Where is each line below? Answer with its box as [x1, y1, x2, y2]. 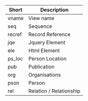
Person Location [28, 55, 67, 62]
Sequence [28, 23, 52, 29]
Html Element [28, 47, 60, 54]
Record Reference [28, 31, 71, 38]
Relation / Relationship [28, 88, 81, 94]
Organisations [28, 72, 61, 78]
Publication [28, 63, 55, 70]
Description [40, 6, 69, 13]
